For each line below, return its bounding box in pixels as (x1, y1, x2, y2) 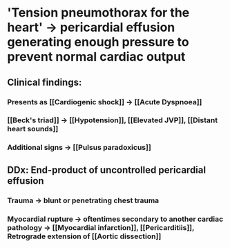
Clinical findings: (7, 76, 82, 88)
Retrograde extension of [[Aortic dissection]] (7, 231, 162, 241)
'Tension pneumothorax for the (7, 5, 190, 21)
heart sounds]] (7, 124, 59, 134)
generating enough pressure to (7, 35, 189, 50)
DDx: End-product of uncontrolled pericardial (7, 164, 206, 175)
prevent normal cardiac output (7, 49, 186, 65)
